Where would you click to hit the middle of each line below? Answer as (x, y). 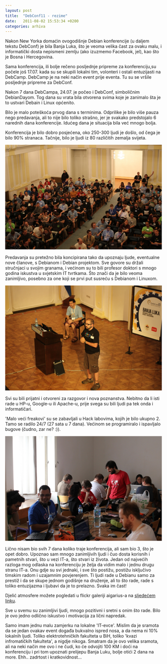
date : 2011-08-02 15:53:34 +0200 (42, 21)
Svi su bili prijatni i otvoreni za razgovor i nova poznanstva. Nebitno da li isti (83, 398)
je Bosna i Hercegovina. (29, 57)
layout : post (19, 10)
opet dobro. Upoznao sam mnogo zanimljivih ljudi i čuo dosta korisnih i (78, 554)
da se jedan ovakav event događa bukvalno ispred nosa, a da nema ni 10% (82, 631)
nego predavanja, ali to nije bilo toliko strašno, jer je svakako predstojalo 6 (81, 118)
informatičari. (19, 409)
